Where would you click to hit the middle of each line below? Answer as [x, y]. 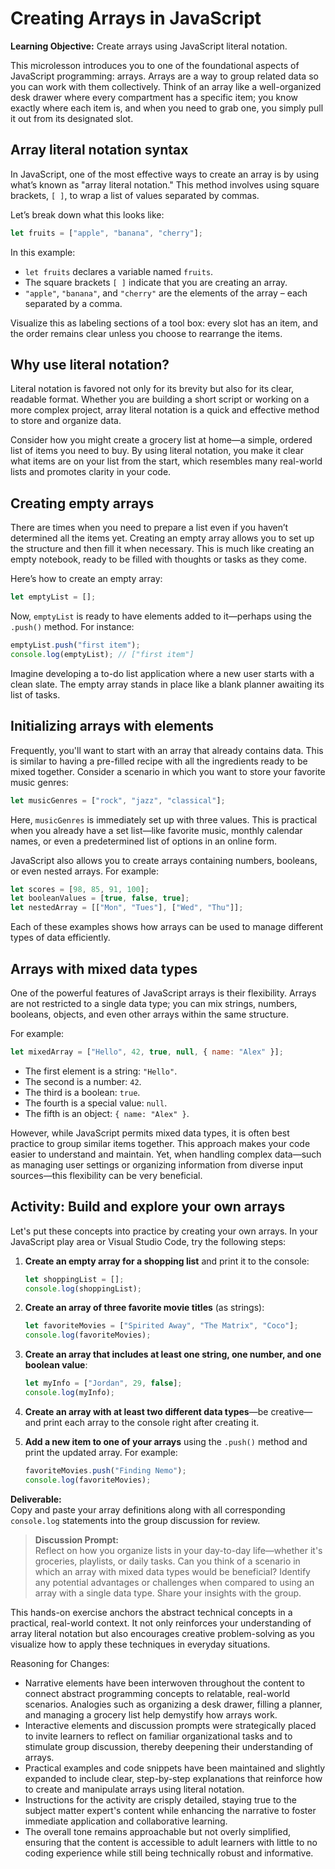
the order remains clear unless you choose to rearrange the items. [146, 333]
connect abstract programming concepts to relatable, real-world [157, 1693]
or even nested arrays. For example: [84, 871]
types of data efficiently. [60, 938]
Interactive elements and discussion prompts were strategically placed [170, 1725]
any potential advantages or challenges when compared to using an [174, 1582]
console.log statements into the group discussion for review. [135, 1520]
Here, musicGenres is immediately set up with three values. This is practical [164, 819]
